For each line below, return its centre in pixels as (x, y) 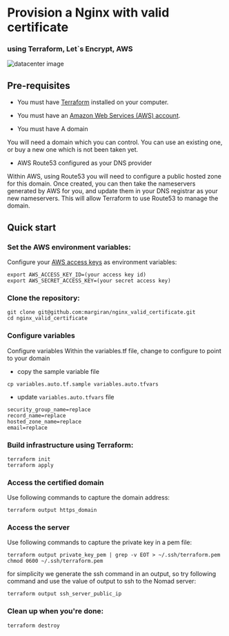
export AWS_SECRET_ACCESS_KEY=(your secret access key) (89, 281)
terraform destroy (33, 626)
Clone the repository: (44, 298)
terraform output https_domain (52, 510)
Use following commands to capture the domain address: (89, 497)
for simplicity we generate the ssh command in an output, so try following (112, 574)
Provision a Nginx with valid (88, 13)
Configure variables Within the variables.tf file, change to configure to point (114, 350)
